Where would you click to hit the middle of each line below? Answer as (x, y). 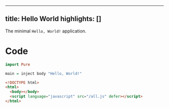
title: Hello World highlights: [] (53, 19)
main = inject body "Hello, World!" (44, 73)
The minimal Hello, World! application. (46, 31)
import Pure (18, 64)
